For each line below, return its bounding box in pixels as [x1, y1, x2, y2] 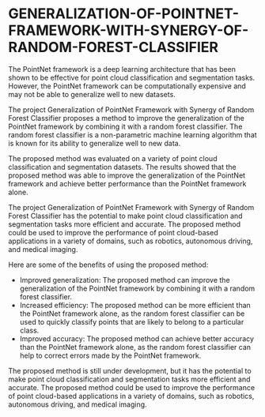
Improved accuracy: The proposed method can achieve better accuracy [19, 333, 255, 344]
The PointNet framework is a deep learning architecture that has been [8, 64, 236, 73]
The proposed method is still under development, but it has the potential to [8, 366, 252, 375]
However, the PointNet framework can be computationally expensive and [8, 81, 247, 91]
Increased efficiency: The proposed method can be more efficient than [19, 300, 251, 310]
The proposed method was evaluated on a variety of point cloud [8, 153, 218, 163]
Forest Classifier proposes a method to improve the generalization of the [8, 113, 245, 122]
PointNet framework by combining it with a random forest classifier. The [8, 122, 243, 131]
